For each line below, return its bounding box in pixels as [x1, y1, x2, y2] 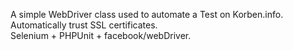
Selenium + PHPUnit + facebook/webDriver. [10, 30, 192, 41]
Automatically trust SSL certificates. [10, 19, 158, 31]
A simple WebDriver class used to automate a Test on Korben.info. [10, 9, 284, 20]
